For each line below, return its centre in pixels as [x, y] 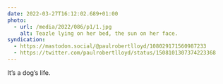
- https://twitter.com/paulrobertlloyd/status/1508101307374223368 [115, 53]
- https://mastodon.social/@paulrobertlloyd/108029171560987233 [110, 46]
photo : [17, 20]
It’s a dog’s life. [29, 72]
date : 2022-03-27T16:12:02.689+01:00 [63, 14]
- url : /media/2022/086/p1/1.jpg [63, 27]
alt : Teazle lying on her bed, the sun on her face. [99, 33]
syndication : [26, 40]
